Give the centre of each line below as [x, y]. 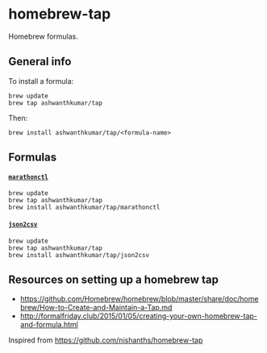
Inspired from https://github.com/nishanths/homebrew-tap [106, 340]
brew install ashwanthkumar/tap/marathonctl [84, 208]
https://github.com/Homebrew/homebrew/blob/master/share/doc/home [139, 299]
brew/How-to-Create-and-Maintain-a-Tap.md [96, 308]
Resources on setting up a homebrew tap [114, 279]
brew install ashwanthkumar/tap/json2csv [79, 255]
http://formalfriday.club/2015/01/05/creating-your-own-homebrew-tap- [139, 316]
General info [40, 62]
